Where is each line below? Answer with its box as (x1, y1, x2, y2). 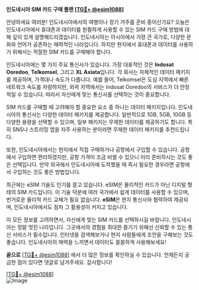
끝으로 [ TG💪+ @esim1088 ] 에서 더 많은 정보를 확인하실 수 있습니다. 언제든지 (6, 251, 184, 258)
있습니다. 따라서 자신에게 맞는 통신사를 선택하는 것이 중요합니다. (23, 91, 171, 98)
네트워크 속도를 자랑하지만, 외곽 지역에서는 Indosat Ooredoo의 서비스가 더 (6, 84, 179, 90)
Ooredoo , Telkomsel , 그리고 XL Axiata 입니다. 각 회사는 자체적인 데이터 (6, 69, 175, 75)
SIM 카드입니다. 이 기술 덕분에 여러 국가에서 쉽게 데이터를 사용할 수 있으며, (17, 189, 189, 196)
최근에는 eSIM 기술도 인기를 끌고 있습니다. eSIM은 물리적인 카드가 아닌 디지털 (6, 181, 187, 188)
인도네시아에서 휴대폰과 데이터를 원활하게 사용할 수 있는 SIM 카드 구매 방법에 (6, 26, 184, 33)
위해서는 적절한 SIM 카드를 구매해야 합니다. (12, 48, 112, 55)
